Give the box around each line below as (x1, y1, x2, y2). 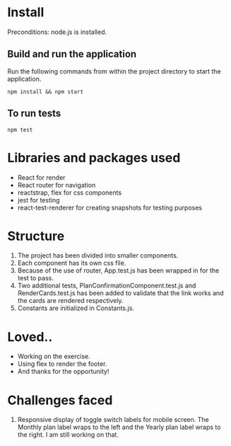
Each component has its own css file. (17, 259, 126, 268)
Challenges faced (7, 392, 113, 408)
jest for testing (17, 195, 60, 204)
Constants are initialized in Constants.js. (17, 304, 134, 312)
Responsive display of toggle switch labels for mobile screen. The (17, 416, 210, 424)
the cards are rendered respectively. (17, 297, 124, 305)
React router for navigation (17, 181, 96, 189)
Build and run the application (7, 48, 137, 60)
